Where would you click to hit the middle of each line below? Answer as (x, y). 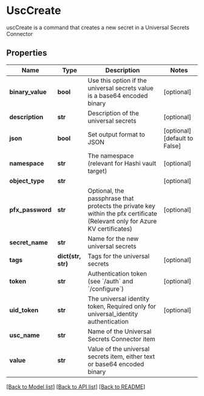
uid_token (24, 310)
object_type (27, 181)
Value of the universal (119, 349)
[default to (178, 138)
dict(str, (69, 256)
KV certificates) (110, 229)
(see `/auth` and (110, 281)
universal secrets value (121, 88)
